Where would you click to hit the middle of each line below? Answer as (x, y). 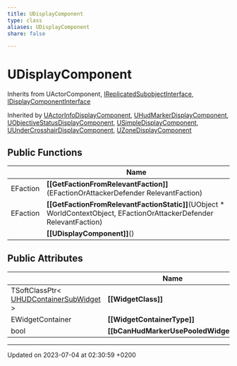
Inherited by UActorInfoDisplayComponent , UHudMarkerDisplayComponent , (118, 115)
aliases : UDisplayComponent (49, 27)
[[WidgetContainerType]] (151, 319)
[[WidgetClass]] (135, 299)
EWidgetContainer (41, 319)
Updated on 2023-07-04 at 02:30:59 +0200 (72, 355)
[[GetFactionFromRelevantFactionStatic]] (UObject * (135, 204)
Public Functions (45, 152)
